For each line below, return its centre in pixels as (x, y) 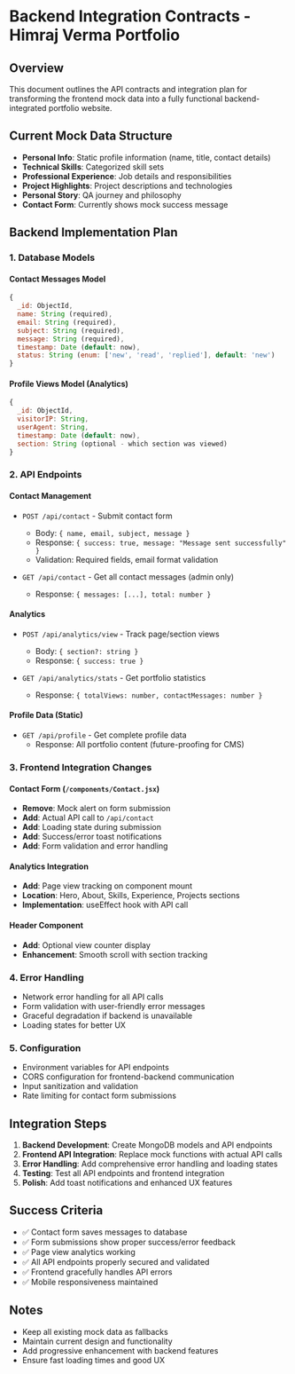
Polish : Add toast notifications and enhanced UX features (127, 1183)
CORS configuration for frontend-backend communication (128, 1077)
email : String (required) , (67, 322)
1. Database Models (52, 257)
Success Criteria (56, 1210)
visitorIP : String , (53, 419)
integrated (28, 108)
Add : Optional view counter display (86, 945)
